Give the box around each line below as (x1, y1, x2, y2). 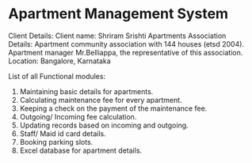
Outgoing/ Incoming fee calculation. (19, 112, 137, 121)
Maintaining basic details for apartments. (19, 86, 154, 96)
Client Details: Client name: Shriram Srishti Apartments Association (8, 31, 227, 40)
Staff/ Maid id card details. (19, 128, 106, 138)
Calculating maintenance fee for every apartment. (19, 95, 182, 104)
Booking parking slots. (19, 137, 94, 146)
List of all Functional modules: (8, 71, 105, 81)
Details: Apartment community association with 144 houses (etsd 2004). (8, 39, 244, 48)
